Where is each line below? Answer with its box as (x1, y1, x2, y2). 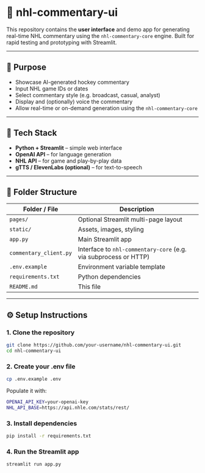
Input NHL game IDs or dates (15, 85, 88, 92)
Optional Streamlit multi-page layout (77, 215, 183, 224)
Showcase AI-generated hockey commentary (15, 78, 130, 86)
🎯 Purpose (6, 62, 47, 73)
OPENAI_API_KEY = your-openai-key (6, 398, 88, 405)
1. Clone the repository (6, 328, 75, 337)
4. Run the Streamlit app (6, 447, 79, 456)
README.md (9, 284, 38, 290)
